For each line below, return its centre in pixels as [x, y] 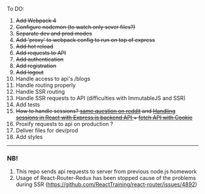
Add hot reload [34, 46]
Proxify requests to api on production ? [64, 124]
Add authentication [40, 59]
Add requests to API [41, 53]
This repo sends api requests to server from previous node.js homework [106, 171]
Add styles [29, 137]
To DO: [16, 9]
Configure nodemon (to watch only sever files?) [75, 27]
